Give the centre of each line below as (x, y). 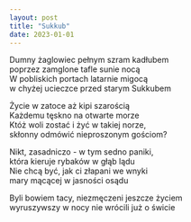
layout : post (34, 18)
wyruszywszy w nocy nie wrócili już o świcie (92, 208)
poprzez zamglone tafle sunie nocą (75, 69)
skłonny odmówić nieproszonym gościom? (89, 135)
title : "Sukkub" (40, 26)
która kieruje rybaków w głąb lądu (72, 162)
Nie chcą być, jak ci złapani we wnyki (79, 171)
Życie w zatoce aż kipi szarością (70, 106)
